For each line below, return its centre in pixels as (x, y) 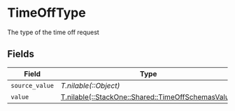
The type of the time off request (53, 32)
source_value (33, 86)
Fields (21, 54)
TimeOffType (47, 13)
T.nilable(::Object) (90, 85)
